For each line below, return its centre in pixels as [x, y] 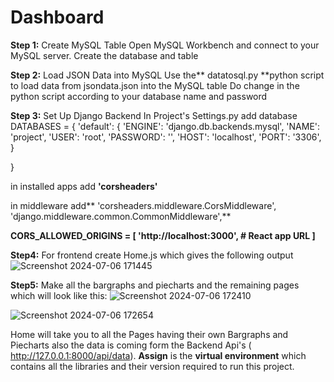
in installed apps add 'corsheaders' [84, 186]
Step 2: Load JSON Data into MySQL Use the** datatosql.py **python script [167, 75]
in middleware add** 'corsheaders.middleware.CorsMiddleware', [143, 205]
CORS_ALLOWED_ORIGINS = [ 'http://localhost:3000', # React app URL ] [163, 235]
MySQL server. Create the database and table [104, 55]
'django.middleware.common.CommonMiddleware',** [121, 216]
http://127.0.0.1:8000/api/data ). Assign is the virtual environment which [158, 355]
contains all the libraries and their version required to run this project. [152, 366]
